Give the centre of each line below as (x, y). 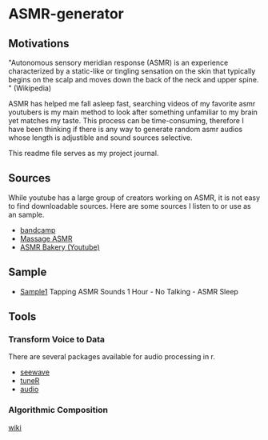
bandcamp (38, 230)
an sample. (26, 214)
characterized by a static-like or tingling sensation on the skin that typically (132, 71)
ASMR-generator (66, 14)
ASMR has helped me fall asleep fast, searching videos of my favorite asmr (132, 104)
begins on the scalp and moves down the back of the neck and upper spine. (134, 80)
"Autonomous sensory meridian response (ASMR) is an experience (118, 62)
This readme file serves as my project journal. (84, 153)
